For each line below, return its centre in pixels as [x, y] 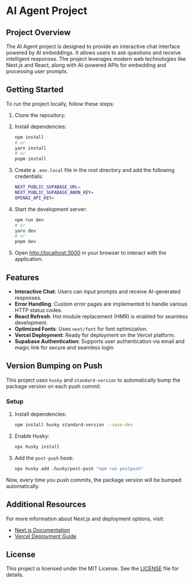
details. [15, 575]
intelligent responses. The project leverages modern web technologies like [96, 59]
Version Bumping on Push [54, 366]
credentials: [29, 176]
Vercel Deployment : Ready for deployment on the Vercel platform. [95, 335]
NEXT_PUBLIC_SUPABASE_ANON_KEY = [54, 193]
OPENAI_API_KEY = [34, 198]
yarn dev [25, 231]
